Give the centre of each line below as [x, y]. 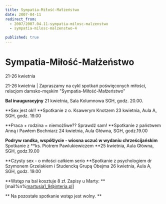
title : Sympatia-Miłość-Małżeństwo [42, 10]
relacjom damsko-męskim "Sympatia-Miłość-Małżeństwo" [65, 91]
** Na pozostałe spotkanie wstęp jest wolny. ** [53, 196]
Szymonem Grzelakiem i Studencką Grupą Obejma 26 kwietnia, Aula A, [78, 166]
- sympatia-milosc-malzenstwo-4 [43, 28]
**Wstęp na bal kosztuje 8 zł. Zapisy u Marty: [52, 181]
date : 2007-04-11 [23, 14]
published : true [22, 37]
